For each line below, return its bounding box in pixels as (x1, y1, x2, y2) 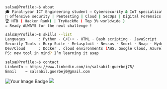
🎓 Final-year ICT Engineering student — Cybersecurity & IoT (5, 9, 137, 14)
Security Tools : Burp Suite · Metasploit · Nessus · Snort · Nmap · (5, 41, 153, 47)
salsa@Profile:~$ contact (5, 60, 59, 65)
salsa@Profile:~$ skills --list (5, 32, 72, 37)
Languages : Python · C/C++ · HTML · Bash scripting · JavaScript (5, 37, 157, 42)
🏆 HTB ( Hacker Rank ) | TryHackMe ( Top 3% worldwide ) (5, 18, 125, 23)
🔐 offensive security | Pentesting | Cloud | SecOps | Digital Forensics (5, 14, 162, 19)
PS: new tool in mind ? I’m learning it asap (5, 50, 99, 56)
